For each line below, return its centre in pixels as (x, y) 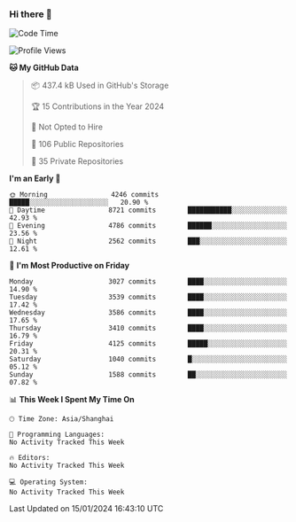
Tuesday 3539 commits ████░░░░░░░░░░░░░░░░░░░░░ (148, 297)
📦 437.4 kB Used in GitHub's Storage (100, 86)
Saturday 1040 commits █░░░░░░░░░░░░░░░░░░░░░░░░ (148, 359)
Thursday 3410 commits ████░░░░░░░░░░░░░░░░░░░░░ (148, 328)
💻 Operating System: (49, 482)
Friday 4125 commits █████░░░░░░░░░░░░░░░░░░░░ (148, 344)
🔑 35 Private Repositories (77, 161)
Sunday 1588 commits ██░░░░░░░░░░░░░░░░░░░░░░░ (148, 375)
